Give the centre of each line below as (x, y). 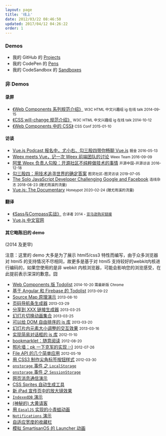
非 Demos (17, 84)
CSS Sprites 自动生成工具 (38, 384)
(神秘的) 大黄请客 (30, 403)
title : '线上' (19, 14)
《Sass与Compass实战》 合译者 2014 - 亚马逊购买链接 (62, 213)
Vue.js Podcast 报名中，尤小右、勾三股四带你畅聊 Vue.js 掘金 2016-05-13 (85, 150)
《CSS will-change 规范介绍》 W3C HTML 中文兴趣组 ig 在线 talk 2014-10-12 (82, 119)
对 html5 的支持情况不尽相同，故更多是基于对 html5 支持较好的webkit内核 (81, 261)
